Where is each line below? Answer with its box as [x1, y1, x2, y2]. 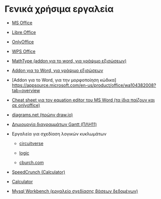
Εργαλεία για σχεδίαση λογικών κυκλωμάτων [11, 131, 107, 136]
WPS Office [11, 48, 36, 54]
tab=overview [11, 87, 40, 93]
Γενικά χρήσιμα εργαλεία [4, 3, 114, 15]
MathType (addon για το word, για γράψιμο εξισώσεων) [11, 58, 127, 64]
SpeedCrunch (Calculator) [11, 169, 65, 175]
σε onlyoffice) [11, 102, 40, 108]
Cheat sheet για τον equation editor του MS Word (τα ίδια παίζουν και [11, 97, 155, 103]
